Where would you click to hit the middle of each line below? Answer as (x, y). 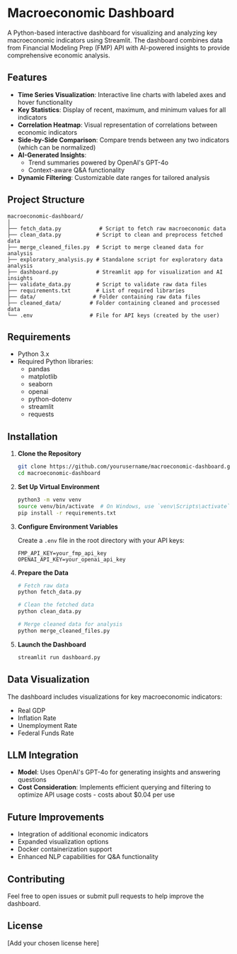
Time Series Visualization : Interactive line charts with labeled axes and (122, 94)
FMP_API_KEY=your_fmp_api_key (62, 553)
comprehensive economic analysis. (59, 55)
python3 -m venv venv (50, 500)
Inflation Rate (37, 718)
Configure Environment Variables (68, 527)
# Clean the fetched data (56, 605)
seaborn (40, 384)
